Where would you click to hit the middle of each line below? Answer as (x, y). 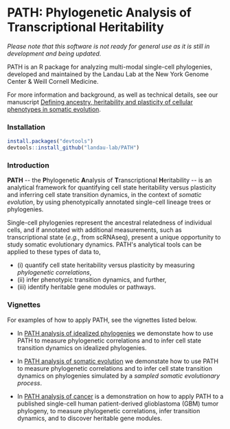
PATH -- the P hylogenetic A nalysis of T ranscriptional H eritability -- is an (110, 181)
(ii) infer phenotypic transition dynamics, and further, (92, 280)
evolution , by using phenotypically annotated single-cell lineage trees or (109, 202)
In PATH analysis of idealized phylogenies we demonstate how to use (115, 333)
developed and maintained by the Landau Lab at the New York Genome (108, 74)
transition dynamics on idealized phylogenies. (82, 347)
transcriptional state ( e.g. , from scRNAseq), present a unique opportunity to (114, 237)
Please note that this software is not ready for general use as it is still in (108, 46)
